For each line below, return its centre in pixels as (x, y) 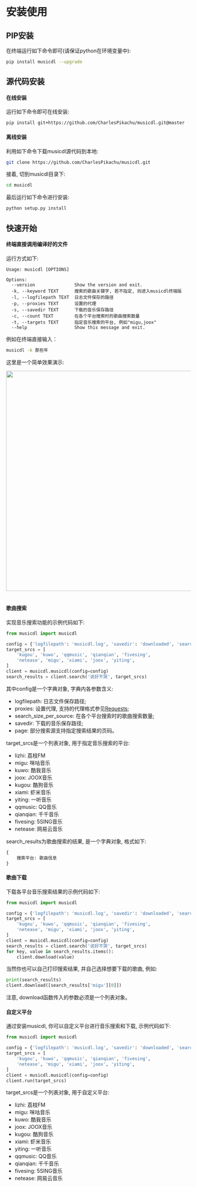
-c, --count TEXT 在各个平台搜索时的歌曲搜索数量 (76, 316)
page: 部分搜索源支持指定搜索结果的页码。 (66, 730)
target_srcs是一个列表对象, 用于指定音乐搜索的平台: (68, 743)
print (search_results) (34, 980)
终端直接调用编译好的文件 (37, 244)
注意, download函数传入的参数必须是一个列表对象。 (68, 997)
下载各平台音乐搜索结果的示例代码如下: (53, 891)
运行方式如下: (23, 258)
